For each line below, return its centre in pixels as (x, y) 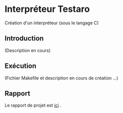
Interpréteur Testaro (47, 9)
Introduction (24, 38)
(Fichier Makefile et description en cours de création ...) (61, 78)
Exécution (21, 66)
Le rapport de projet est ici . (33, 106)
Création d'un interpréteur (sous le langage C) (52, 23)
